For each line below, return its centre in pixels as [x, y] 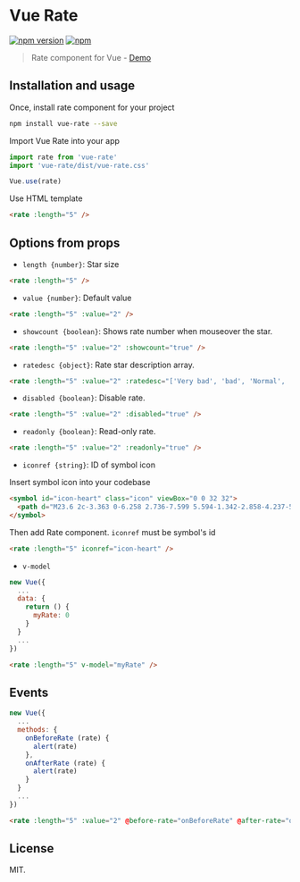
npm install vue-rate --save [63, 123]
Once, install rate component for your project [92, 107]
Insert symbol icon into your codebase [80, 483]
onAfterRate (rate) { [65, 763]
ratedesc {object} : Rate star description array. [108, 365]
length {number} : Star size [71, 264]
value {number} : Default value [77, 298]
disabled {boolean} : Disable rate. [83, 398]
